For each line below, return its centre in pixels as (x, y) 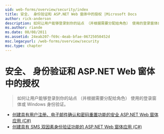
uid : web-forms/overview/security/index (47, 10)
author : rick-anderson (28, 19)
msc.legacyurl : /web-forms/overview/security (52, 41)
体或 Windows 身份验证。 (42, 104)
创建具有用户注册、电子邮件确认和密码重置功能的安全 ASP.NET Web (80, 115)
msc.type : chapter (24, 46)
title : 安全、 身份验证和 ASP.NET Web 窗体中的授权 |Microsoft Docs (71, 14)
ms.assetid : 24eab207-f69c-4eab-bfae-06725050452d (58, 37)
